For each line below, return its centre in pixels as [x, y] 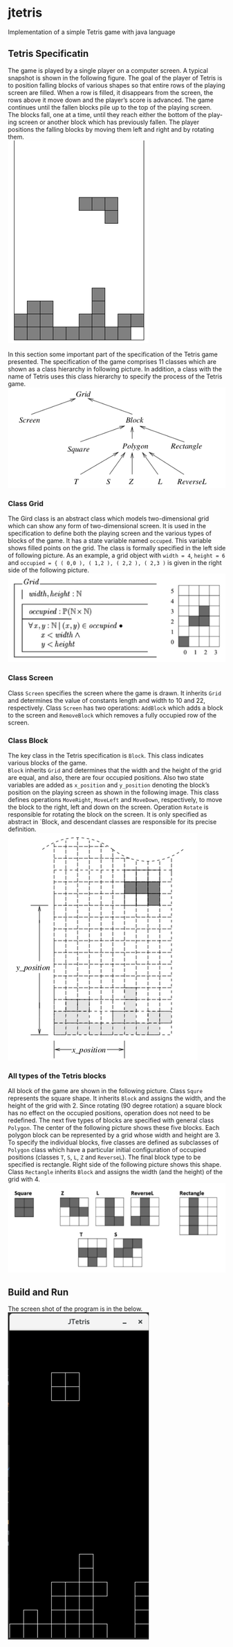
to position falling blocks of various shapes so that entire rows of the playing [116, 85]
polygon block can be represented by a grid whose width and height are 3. [114, 1135]
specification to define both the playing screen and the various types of [110, 533]
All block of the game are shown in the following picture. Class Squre [105, 1091]
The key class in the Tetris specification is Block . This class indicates [106, 755]
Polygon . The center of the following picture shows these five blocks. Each [114, 1128]
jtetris [25, 13]
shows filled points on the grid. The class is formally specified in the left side [117, 548]
